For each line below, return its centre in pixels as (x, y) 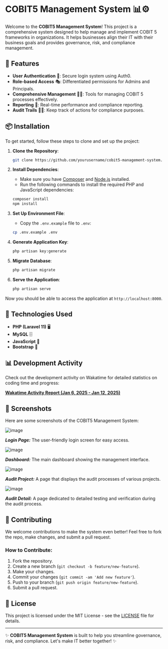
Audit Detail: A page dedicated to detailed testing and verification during (80, 499)
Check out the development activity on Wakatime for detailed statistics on (81, 378)
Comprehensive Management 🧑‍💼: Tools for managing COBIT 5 (78, 94)
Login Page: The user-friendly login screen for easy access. (67, 440)
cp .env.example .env (35, 233)
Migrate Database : (32, 261)
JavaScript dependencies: (47, 190)
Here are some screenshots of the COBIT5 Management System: (72, 421)
